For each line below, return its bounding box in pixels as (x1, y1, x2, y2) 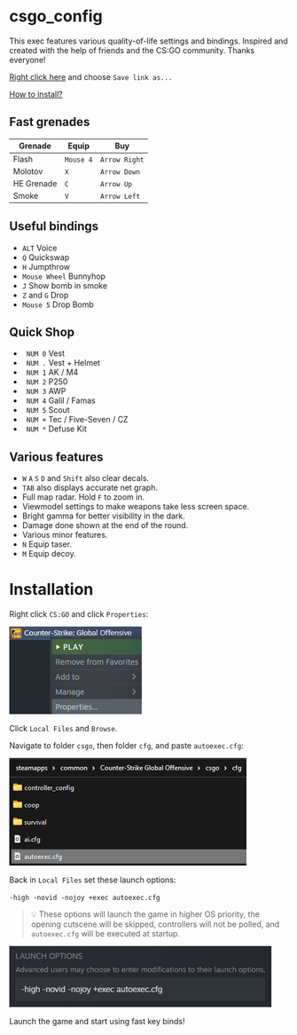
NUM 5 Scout (26, 405, 70, 415)
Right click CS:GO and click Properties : (9, 609, 149, 620)
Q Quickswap (21, 251, 70, 263)
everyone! (9, 54, 46, 65)
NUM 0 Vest (26, 348, 65, 359)
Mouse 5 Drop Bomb (21, 299, 95, 310)
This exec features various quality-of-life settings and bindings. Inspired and (9, 36, 288, 46)
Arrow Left (100, 193, 140, 201)
